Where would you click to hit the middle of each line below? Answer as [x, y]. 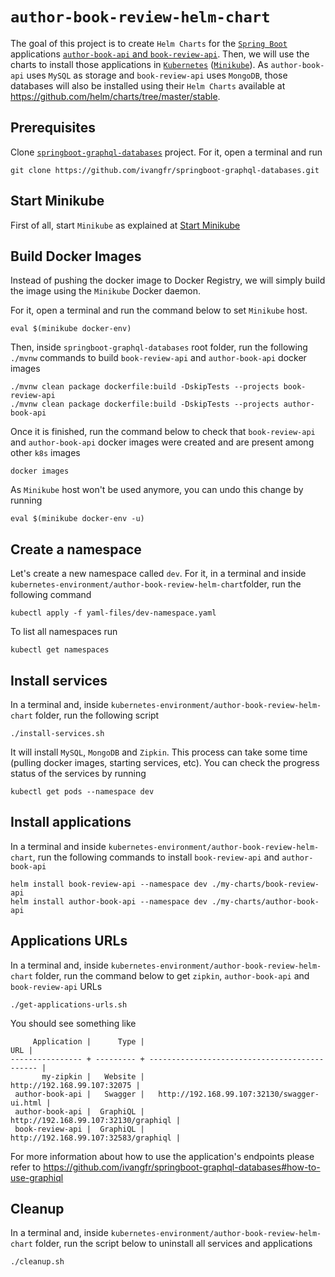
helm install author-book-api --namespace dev [109, 901]
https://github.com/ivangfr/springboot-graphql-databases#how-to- [182, 1167]
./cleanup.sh [37, 1262]
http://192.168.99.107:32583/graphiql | [96, 1138]
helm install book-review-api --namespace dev [109, 884]
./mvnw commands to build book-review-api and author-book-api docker [158, 358]
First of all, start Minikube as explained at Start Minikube [125, 225]
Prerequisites [53, 128]
